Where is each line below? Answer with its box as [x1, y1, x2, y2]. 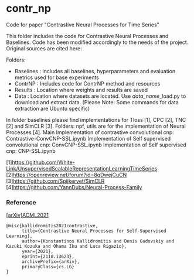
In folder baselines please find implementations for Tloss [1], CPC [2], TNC [6, 116, 186, 123]
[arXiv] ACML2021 [6, 211, 49, 218]
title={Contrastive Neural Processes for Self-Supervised [21, 228, 166, 234]
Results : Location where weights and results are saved [14, 86, 148, 93]
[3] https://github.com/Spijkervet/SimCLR [6, 177, 105, 185]
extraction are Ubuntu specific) [14, 105, 90, 112]
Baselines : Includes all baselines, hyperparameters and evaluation [14, 67, 176, 74]
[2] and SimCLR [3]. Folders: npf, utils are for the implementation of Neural [6, 122, 186, 129]
